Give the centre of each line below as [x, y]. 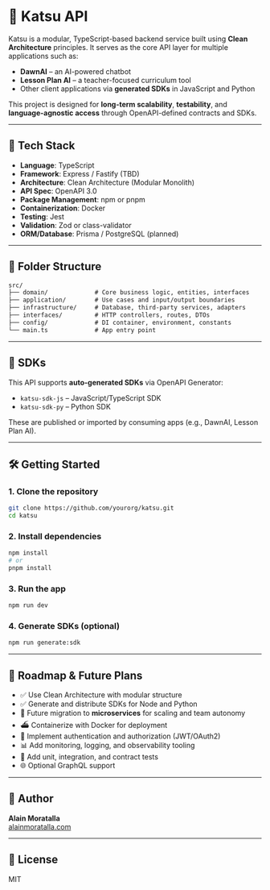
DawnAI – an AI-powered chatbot [75, 71]
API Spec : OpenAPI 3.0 [58, 191]
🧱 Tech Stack [42, 146]
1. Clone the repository [53, 491]
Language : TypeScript [57, 165]
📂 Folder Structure [55, 266]
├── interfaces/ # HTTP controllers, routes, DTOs [109, 315]
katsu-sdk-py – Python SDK [65, 406]
